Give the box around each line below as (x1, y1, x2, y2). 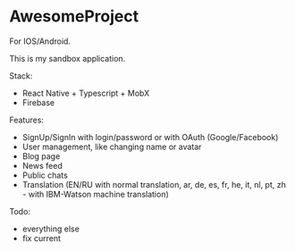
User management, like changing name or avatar (21, 141, 202, 152)
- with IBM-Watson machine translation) (21, 188, 170, 199)
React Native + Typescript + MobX (21, 88, 150, 98)
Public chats (21, 170, 69, 180)
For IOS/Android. (9, 36, 72, 46)
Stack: (9, 70, 33, 81)
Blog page (21, 150, 61, 162)
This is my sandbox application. (9, 53, 126, 63)
